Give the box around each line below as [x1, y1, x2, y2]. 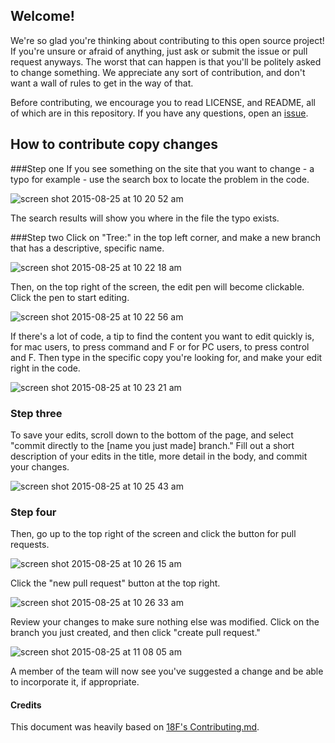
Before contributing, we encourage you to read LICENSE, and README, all [10, 96, 316, 108]
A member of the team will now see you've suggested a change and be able [10, 665, 324, 678]
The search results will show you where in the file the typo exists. [10, 212, 280, 224]
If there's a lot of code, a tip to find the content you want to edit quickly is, [10, 330, 315, 342]
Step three [10, 406, 63, 420]
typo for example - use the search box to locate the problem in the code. [10, 173, 310, 185]
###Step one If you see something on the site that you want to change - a [10, 162, 315, 174]
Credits [10, 699, 42, 711]
